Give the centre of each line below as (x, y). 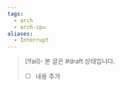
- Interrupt (32, 40)
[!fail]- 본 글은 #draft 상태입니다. (70, 62)
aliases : (20, 34)
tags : (15, 14)
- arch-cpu (30, 27)
